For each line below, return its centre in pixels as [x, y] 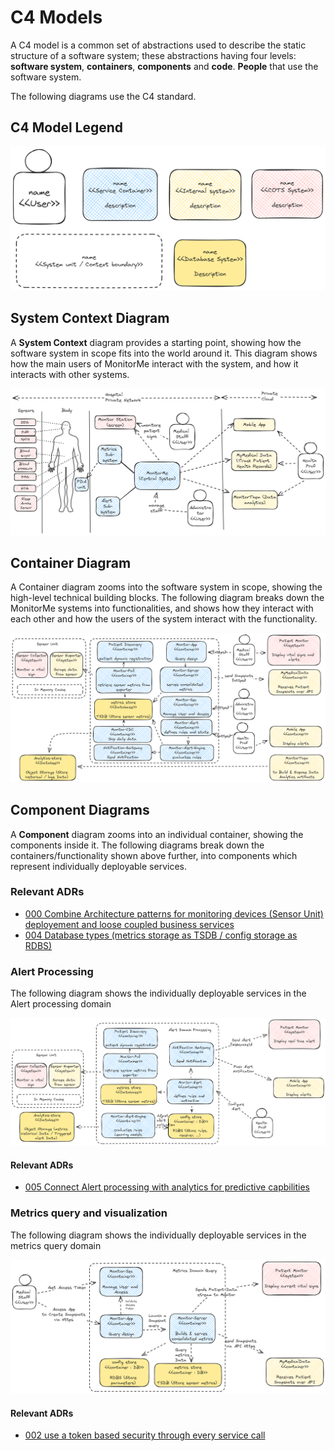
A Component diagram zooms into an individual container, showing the [157, 834]
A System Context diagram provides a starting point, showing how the [156, 342]
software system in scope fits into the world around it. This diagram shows [164, 353]
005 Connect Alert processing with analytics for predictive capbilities [167, 1187]
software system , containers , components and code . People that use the [164, 66]
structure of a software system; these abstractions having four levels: [153, 55]
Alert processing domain [61, 1004]
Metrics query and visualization [89, 1213]
